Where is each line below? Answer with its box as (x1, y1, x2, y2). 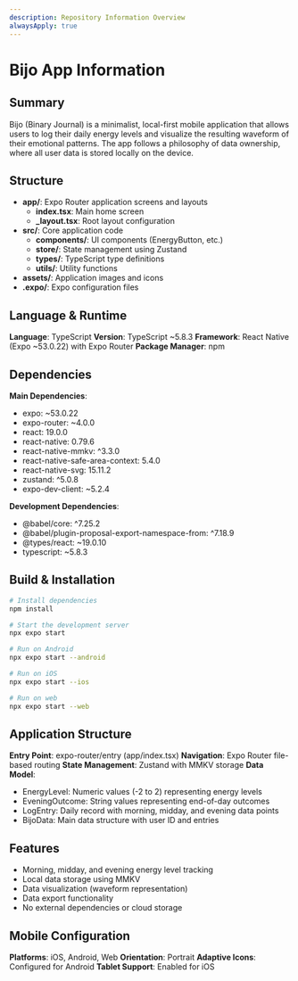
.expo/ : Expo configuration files (21, 282, 139, 293)
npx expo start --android (9, 653, 105, 663)
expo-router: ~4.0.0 (21, 416, 95, 428)
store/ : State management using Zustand (35, 244, 187, 255)
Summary (9, 95, 65, 111)
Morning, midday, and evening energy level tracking (21, 864, 214, 875)
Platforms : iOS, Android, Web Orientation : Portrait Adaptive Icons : (9, 952, 256, 962)
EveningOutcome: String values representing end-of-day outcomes (21, 796, 270, 807)
